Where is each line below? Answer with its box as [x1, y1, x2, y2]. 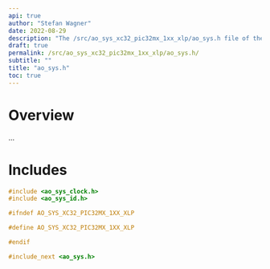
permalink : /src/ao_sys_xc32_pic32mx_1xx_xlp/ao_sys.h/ [8, 49, 199, 57]
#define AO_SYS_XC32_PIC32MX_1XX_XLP [8, 224, 135, 232]
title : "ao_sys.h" [8, 64, 70, 72]
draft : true [8, 42, 48, 50]
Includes [8, 161, 67, 179]
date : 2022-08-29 [8, 26, 67, 35]
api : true [8, 11, 42, 20]
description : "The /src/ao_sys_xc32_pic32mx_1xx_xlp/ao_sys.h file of [8, 34, 250, 43]
